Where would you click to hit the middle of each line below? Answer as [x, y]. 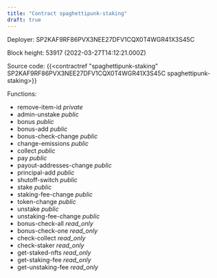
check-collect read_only [51, 238]
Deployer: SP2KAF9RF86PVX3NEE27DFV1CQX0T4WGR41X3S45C [101, 39]
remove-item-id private [50, 107]
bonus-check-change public [57, 136]
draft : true [24, 20]
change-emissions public [53, 143]
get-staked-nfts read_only [54, 252]
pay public [32, 157]
